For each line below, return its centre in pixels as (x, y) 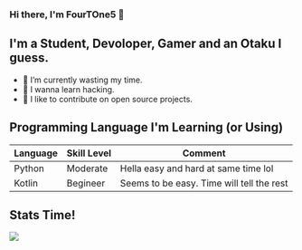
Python (29, 168)
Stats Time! (42, 215)
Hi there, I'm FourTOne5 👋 (67, 14)
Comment (204, 153)
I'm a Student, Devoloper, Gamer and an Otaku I (146, 44)
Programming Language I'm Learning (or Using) (146, 127)
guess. (29, 58)
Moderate (87, 168)
